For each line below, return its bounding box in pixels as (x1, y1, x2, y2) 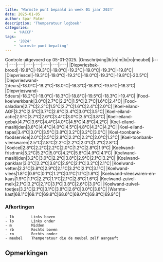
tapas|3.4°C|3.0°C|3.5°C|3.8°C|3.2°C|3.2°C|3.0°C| (5, 129, 107, 135)
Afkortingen (5, 203, 35, 210)
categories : (5, 25, 29, 30)
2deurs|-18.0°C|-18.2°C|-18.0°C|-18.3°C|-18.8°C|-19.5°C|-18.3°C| (5, 82, 136, 88)
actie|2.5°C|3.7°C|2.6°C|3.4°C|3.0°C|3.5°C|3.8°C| (5, 113, 106, 119)
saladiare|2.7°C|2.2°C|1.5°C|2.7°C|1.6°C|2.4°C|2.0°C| (5, 103, 112, 109)
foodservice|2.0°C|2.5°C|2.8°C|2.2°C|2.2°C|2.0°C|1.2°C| (5, 134, 119, 140)
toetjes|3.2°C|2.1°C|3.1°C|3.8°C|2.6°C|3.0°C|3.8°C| (5, 186, 107, 192)
